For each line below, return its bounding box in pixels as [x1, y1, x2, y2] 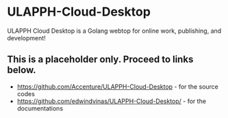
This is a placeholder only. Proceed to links [7, 54, 194, 65]
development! [7, 33, 46, 42]
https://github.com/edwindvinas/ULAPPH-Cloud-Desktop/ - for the [16, 97, 207, 105]
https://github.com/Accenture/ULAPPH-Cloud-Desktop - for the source [16, 83, 219, 91]
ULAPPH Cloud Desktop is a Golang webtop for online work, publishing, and [7, 27, 222, 35]
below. [7, 64, 36, 76]
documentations [16, 104, 64, 113]
